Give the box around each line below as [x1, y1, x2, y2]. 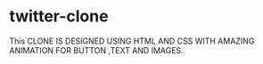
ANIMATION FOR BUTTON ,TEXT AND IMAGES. [9, 44, 185, 55]
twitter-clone [9, 6, 109, 27]
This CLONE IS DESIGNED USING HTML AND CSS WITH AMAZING [9, 36, 255, 46]
